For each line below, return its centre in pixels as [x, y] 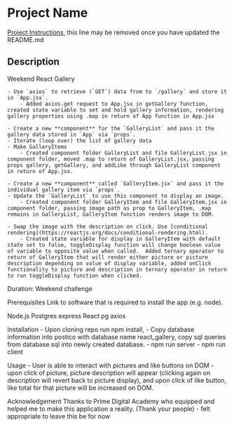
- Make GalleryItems [37, 147]
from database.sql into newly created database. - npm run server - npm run [117, 344]
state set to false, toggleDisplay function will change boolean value [114, 245]
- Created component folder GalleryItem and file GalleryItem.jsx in [124, 202]
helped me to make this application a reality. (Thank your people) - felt [109, 409]
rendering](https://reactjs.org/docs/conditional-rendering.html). [108, 233]
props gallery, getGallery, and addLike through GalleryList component [114, 165]
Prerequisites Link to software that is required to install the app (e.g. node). [115, 302]
